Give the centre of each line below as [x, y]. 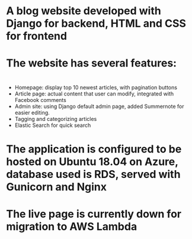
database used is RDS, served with [93, 174]
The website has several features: [91, 63]
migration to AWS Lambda [72, 226]
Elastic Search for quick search [53, 125]
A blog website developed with [84, 11]
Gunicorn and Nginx [57, 187]
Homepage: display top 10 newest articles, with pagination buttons [96, 87]
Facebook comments [40, 100]
